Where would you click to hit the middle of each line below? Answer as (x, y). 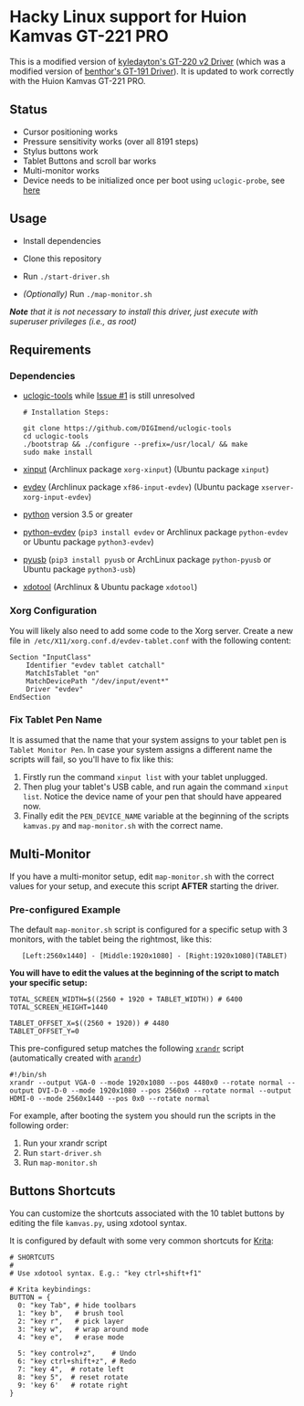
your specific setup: (49, 982)
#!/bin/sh (28, 1074)
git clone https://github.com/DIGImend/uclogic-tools (127, 428)
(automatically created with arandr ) (75, 1058)
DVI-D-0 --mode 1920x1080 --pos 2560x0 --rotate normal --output (165, 1090)
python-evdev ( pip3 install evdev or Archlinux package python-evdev (155, 533)
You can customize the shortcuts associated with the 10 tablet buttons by (147, 1213)
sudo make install (58, 453)
